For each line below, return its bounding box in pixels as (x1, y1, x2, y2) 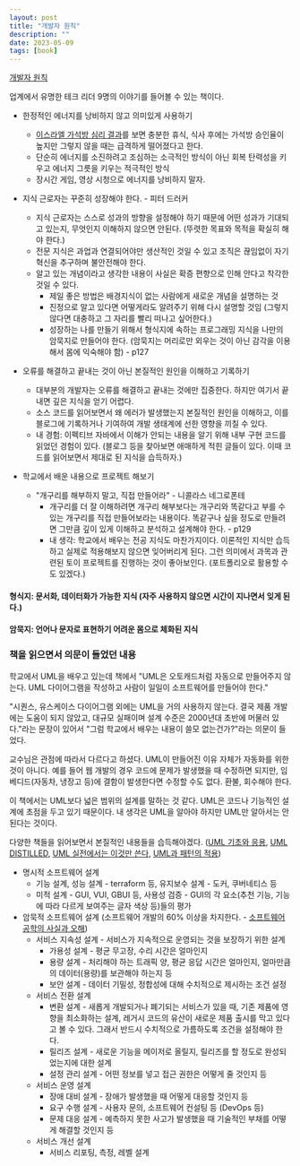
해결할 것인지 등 (58, 1124, 115, 1135)
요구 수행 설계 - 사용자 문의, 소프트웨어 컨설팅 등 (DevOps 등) (48, 1101, 264, 1112)
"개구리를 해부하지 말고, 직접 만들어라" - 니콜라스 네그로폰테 (35, 490, 245, 501)
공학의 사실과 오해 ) (21, 922, 88, 933)
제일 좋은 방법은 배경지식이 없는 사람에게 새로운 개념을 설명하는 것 (48, 290, 279, 301)
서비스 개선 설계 (35, 1136, 91, 1146)
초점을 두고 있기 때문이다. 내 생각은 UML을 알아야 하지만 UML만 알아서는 (25, 806, 280, 816)
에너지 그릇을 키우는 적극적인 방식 (52, 163, 170, 174)
